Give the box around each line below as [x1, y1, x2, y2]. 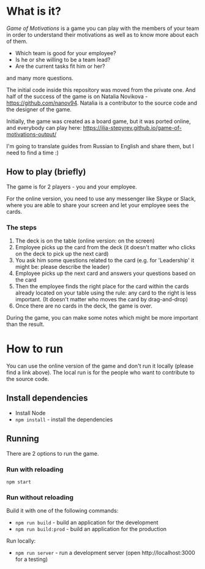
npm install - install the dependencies [15, 415, 113, 423]
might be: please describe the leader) [15, 263, 110, 271]
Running [6, 434, 40, 444]
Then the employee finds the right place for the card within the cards [15, 283, 189, 290]
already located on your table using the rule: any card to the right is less [15, 289, 197, 296]
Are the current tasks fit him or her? [15, 62, 105, 70]
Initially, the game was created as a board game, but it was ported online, [6, 118, 191, 125]
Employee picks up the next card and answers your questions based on [15, 269, 196, 277]
